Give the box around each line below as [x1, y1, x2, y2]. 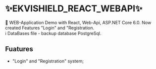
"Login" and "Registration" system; [12, 58, 84, 64]
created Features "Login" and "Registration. [5, 25, 94, 31]
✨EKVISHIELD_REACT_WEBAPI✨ [5, 3, 143, 14]
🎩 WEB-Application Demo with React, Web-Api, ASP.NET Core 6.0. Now [5, 19, 152, 25]
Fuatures [5, 45, 33, 53]
